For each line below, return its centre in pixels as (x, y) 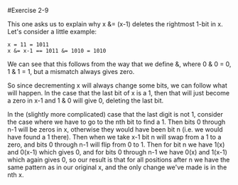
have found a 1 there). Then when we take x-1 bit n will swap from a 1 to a (114, 137)
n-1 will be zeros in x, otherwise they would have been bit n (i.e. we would (115, 129)
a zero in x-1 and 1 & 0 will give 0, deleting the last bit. (86, 100)
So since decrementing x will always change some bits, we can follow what (117, 85)
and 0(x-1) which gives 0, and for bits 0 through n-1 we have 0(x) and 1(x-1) (117, 152)
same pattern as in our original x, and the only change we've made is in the (117, 167)
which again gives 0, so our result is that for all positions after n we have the (119, 160)
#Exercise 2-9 (28, 10)
